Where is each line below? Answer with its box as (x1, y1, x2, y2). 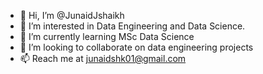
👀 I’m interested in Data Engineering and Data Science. (19, 20, 246, 32)
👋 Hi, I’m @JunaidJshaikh (19, 10, 125, 21)
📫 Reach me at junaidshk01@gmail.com (19, 53, 187, 64)
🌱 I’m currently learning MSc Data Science (19, 31, 195, 42)
